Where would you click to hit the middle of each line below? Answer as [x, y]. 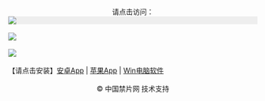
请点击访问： [133, 12]
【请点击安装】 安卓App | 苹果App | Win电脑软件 [86, 70]
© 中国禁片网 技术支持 [133, 89]
